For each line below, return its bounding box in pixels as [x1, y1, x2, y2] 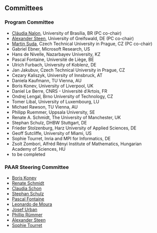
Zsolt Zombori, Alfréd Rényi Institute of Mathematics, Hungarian [11, 141, 142, 147]
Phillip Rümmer [11, 212, 43, 218]
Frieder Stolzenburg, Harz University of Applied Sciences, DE [11, 125, 137, 131]
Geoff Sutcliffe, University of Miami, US [11, 130, 92, 136]
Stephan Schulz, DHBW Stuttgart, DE [11, 119, 87, 125]
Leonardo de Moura [11, 201, 52, 207]
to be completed [11, 151, 45, 157]
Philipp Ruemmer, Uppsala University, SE [11, 109, 95, 115]
